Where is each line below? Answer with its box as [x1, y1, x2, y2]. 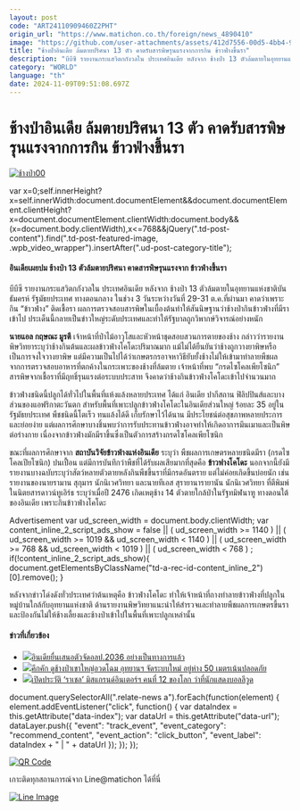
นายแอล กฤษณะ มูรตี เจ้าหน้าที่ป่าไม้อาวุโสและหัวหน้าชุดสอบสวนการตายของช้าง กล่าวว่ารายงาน [9, 331, 284, 342]
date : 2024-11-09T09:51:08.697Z [9, 79, 129, 88]
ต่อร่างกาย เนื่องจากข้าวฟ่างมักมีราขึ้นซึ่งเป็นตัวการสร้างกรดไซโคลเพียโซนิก [9, 429, 223, 440]
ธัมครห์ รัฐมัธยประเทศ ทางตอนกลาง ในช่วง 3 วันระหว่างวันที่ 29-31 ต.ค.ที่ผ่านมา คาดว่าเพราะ [9, 293, 284, 303]
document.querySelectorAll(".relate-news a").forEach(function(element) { [9, 691, 279, 702]
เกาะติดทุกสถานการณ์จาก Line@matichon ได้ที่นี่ [9, 774, 161, 784]
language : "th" [9, 71, 66, 80]
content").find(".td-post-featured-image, [9, 233, 159, 244]
